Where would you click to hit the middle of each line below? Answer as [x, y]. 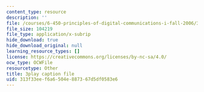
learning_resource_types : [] [43, 51]
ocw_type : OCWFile [29, 62]
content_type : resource [36, 12]
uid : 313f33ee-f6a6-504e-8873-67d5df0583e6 [62, 79]
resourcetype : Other [32, 68]
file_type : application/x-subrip [49, 34]
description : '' [27, 18]
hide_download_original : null [45, 46]
